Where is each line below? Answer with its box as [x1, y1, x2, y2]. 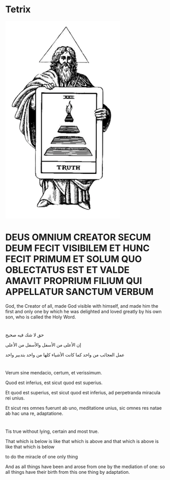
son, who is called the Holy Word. [5, 314, 76, 320]
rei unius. [5, 395, 25, 401]
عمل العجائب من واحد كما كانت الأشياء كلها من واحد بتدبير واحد [5, 352, 125, 358]
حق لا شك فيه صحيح [5, 332, 45, 338]
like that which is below [5, 444, 55, 450]
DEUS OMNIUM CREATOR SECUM [5, 232, 151, 243]
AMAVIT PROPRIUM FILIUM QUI [5, 275, 142, 287]
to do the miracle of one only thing [5, 454, 78, 460]
